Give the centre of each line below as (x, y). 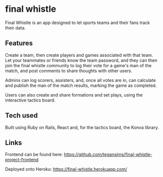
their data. (15, 27)
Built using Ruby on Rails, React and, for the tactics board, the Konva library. (82, 127)
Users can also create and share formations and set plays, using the (74, 95)
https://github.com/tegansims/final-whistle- (108, 154)
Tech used (21, 115)
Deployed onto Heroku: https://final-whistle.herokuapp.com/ (66, 169)
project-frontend (22, 160)
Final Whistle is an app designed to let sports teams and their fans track (78, 23)
